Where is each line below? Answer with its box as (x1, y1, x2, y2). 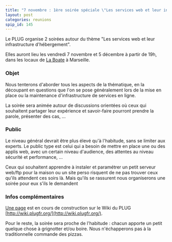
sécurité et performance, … (5, 154, 63, 160)
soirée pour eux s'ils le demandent (5, 180, 78, 187)
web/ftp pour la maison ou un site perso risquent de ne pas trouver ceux (5, 169, 158, 175)
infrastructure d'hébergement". (5, 42, 71, 48)
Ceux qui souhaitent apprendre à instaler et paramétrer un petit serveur (5, 164, 156, 170)
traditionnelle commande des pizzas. (5, 231, 83, 237)
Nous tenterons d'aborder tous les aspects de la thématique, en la (5, 81, 145, 87)
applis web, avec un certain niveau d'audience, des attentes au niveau (5, 148, 154, 155)
